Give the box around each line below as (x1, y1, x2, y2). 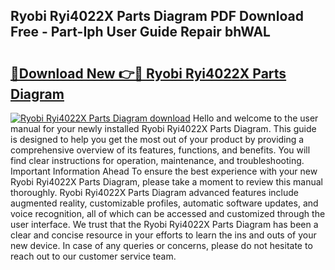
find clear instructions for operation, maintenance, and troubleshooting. (10, 155, 305, 166)
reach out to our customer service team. (10, 250, 177, 262)
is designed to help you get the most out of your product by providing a (10, 134, 305, 145)
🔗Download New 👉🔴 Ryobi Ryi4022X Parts (10, 65, 287, 82)
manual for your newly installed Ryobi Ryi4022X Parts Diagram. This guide (10, 123, 317, 134)
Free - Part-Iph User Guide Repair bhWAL (10, 24, 271, 41)
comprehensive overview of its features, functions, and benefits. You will (10, 144, 311, 156)
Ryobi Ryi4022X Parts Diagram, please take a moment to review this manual (10, 176, 324, 188)
